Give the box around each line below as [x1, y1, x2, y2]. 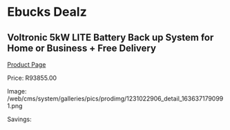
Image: [7, 87, 27, 95]
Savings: [7, 115, 32, 123]
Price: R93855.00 [7, 74, 57, 82]
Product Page [7, 61, 46, 69]
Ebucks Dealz [7, 4, 88, 20]
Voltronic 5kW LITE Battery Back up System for [7, 32, 214, 43]
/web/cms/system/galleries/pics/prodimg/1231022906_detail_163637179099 [7, 94, 224, 102]
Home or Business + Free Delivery [7, 42, 157, 54]
